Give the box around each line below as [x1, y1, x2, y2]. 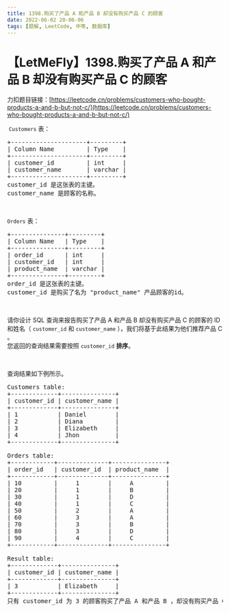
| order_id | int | [7, 251, 105, 259]
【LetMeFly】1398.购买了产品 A [7, 54, 190, 70]
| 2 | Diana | [7, 418, 120, 425]
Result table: [7, 555, 55, 563]
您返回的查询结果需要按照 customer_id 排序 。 [7, 342, 135, 350]
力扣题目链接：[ [7, 95, 52, 104]
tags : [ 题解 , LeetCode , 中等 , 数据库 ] [7, 23, 111, 30]
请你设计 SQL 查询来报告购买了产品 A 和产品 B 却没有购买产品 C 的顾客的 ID [7, 316, 220, 325]
